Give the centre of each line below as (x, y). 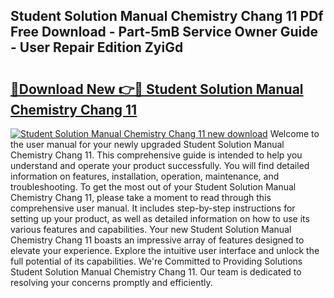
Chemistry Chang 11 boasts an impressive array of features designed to (157, 240)
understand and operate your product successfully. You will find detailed (160, 165)
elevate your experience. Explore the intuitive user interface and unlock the (165, 250)
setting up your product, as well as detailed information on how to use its (160, 218)
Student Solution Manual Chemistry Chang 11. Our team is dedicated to (156, 272)
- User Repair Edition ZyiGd (97, 47)
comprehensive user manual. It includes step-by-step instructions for (153, 208)
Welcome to (294, 133)
